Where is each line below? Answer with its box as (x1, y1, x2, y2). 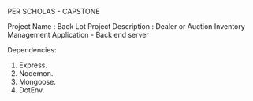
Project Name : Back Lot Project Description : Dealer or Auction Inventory (7, 22, 245, 31)
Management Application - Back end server (7, 31, 149, 39)
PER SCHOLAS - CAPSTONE (7, 7, 100, 16)
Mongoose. (18, 78, 57, 86)
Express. (18, 60, 48, 70)
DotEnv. (18, 85, 45, 95)
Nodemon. (18, 69, 54, 78)
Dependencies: (7, 45, 57, 54)
